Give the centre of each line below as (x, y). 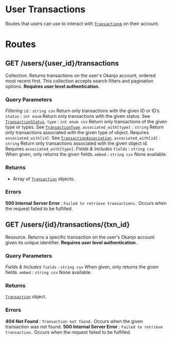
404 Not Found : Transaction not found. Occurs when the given (74, 321)
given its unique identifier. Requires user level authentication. (71, 242)
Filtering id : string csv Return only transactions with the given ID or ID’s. (83, 111)
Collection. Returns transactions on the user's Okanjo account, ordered (81, 75)
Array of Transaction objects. (44, 179)
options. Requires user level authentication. (53, 86)
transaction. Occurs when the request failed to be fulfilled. (68, 332)
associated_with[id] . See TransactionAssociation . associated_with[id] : (83, 138)
